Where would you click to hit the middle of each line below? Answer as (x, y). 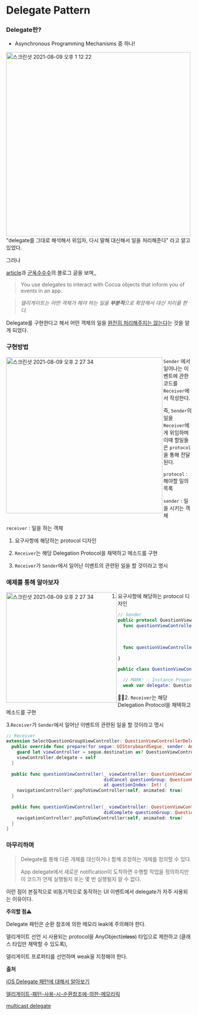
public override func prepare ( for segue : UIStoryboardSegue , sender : (98, 747)
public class (133, 669)
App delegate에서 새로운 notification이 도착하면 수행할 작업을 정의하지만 (105, 871)
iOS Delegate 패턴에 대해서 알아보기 (48, 981)
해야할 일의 (176, 480)
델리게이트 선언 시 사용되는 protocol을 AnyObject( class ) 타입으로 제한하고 (92, 936)
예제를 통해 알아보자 (33, 582)
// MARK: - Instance (148, 680)
